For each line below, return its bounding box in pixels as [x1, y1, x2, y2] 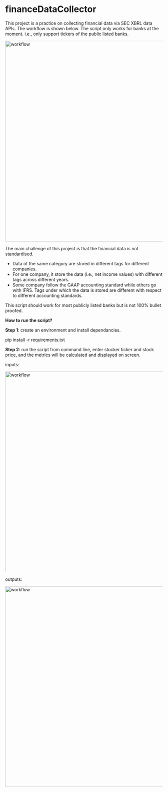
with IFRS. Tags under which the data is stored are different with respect [12, 287, 161, 293]
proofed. [5, 307, 23, 313]
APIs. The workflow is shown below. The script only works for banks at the [5, 25, 159, 31]
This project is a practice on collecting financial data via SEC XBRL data [5, 20, 152, 26]
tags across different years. [12, 276, 69, 282]
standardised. [5, 251, 33, 257]
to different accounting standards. [12, 292, 83, 298]
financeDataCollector [5, 4, 96, 15]
